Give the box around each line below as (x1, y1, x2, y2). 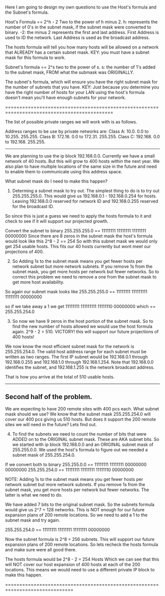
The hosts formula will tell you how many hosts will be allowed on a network (5, 44, 159, 50)
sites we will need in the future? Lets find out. (5, 421, 97, 427)
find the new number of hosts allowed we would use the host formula (12, 323, 153, 329)
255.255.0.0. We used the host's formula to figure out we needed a (12, 446, 148, 452)
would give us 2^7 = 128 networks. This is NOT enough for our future (5, 506, 145, 512)
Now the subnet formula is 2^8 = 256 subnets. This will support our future (5, 536, 155, 542)
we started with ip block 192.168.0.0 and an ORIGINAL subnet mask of (12, 441, 154, 447)
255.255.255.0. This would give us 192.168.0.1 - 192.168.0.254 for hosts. (12, 193, 157, 199)
